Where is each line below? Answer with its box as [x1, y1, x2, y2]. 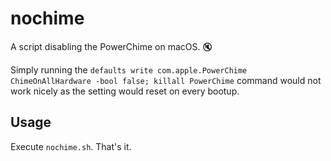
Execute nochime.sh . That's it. [10, 140, 132, 152]
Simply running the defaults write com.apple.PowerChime [10, 63, 248, 76]
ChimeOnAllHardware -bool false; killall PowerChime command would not [10, 74, 322, 86]
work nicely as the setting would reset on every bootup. [10, 85, 240, 97]
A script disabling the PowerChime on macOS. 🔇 [10, 40, 213, 52]
